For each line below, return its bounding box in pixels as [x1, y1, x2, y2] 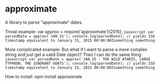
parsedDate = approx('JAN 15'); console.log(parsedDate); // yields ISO [5, 34, 155, 39]
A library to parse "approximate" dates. [5, 19, 83, 25]
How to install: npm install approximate [5, 73, 82, 79]
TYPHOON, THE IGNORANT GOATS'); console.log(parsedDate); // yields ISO [5, 61, 155, 66]
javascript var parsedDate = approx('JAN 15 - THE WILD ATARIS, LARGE [5, 56, 151, 61]
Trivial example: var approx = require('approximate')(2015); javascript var [5, 28, 154, 34]
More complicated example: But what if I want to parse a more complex [5, 46, 148, 52]
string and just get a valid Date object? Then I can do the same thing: [5, 52, 143, 57]
